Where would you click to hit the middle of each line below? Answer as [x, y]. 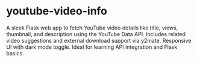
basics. [15, 53]
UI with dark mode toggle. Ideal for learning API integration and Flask [92, 47]
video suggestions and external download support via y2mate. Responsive [99, 40]
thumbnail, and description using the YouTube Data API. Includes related [96, 34]
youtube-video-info [57, 11]
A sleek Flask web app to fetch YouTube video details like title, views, [92, 28]
